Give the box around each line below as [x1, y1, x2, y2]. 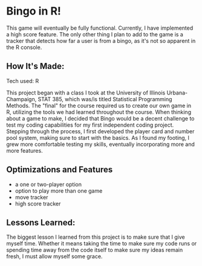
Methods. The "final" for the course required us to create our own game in [6, 102, 192, 109]
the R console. [6, 44, 42, 51]
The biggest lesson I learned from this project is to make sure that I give [6, 233, 186, 241]
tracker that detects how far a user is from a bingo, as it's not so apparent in [6, 37, 196, 44]
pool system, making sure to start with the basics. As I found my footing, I [6, 134, 189, 141]
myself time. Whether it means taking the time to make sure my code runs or [6, 240, 197, 247]
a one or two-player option [15, 181, 82, 188]
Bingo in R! [6, 4, 62, 18]
